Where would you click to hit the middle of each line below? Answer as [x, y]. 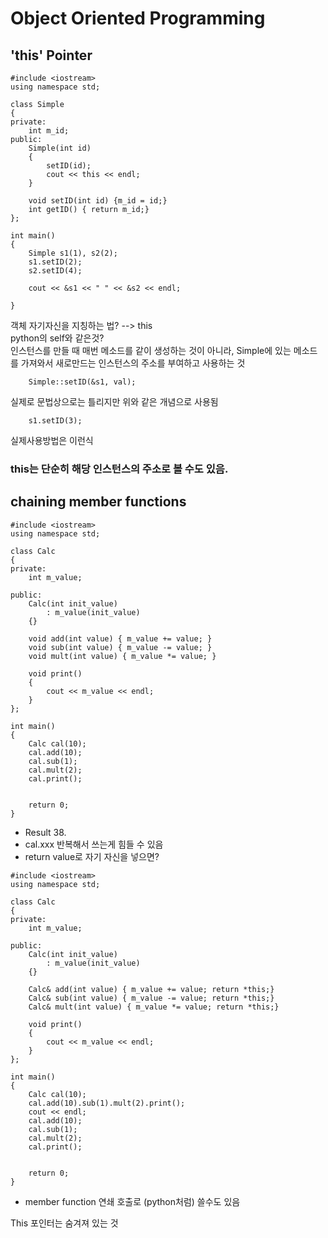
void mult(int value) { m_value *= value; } [122, 656]
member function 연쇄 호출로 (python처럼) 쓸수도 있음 [132, 1201]
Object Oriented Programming [138, 18]
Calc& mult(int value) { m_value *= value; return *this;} [154, 1007]
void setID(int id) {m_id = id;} [98, 201]
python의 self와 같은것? [57, 338]
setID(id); [69, 166]
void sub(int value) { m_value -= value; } [120, 647]
